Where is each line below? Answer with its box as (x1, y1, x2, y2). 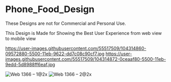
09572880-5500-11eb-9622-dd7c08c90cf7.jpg (5, 51, 105, 57)
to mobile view (5, 35, 36, 42)
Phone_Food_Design (5, 4, 94, 15)
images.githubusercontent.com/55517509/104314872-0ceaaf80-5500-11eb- (5, 56, 166, 62)
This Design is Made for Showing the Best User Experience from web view (5, 30, 162, 36)
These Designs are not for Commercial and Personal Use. (5, 20, 126, 26)
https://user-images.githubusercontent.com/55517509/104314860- (5, 45, 146, 51)
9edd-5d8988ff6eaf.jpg (5, 61, 55, 67)
